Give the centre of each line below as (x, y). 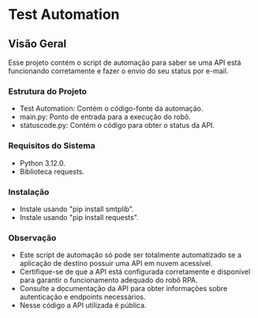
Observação (32, 238)
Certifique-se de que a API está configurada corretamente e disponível (135, 272)
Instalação (29, 192)
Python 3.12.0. (42, 163)
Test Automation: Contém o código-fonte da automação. (111, 109)
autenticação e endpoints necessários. (82, 297)
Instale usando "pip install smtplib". (77, 209)
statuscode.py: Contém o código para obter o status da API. (117, 125)
